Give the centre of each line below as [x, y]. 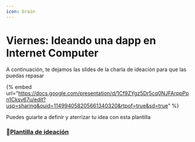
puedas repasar [25, 75]
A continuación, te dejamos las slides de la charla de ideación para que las [96, 69]
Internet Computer [52, 53]
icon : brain [21, 11]
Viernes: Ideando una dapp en [81, 40]
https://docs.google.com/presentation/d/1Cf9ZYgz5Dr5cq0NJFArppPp [103, 93]
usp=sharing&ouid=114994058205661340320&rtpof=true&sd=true [87, 106]
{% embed [19, 87]
